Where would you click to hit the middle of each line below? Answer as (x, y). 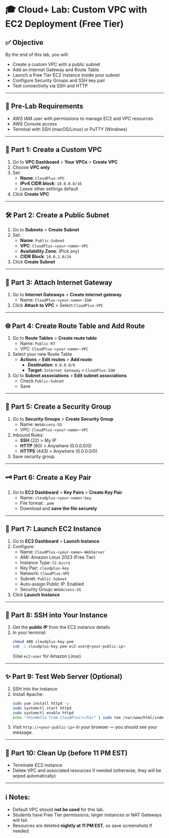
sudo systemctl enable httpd (43, 713)
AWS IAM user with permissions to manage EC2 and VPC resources (83, 118)
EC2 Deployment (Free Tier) (65, 24)
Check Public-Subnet (42, 381)
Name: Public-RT (37, 344)
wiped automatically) (34, 776)
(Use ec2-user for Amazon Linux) (47, 656)
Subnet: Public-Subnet (43, 578)
